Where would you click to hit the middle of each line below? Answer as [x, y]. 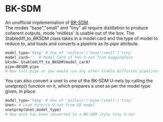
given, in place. [21, 91]
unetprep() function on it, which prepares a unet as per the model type [78, 86]
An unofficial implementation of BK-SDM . [47, 22]
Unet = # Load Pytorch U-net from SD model [50, 105]
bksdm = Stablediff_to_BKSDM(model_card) [48, 62]
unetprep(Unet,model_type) [33, 110]
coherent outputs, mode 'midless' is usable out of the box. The [70, 33]
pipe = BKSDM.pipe [22, 67]
